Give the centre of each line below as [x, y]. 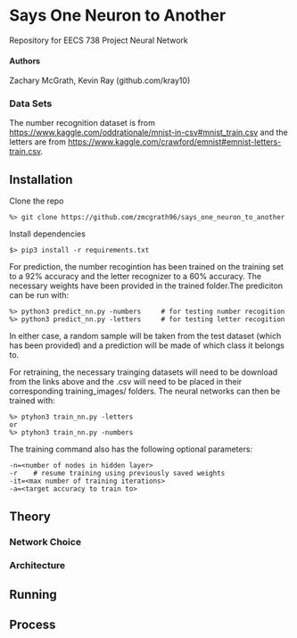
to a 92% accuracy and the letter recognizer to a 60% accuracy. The [136, 277]
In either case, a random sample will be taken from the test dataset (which [145, 336]
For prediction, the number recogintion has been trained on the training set [146, 267]
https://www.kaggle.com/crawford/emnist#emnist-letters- [175, 142]
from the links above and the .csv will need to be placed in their [126, 382]
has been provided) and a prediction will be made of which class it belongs [147, 345]
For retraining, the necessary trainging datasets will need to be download [144, 372]
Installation [41, 179]
